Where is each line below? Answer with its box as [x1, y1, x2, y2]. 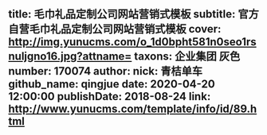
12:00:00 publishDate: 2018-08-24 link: [8, 90, 211, 103]
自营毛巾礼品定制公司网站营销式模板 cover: [8, 22, 222, 36]
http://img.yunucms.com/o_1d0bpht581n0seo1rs [8, 35, 257, 49]
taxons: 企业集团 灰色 [134, 50, 241, 64]
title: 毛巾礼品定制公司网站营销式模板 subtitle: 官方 [8, 7, 259, 21]
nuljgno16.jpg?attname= [8, 50, 132, 64]
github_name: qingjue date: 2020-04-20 [8, 78, 215, 91]
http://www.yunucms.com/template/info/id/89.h [8, 102, 257, 116]
